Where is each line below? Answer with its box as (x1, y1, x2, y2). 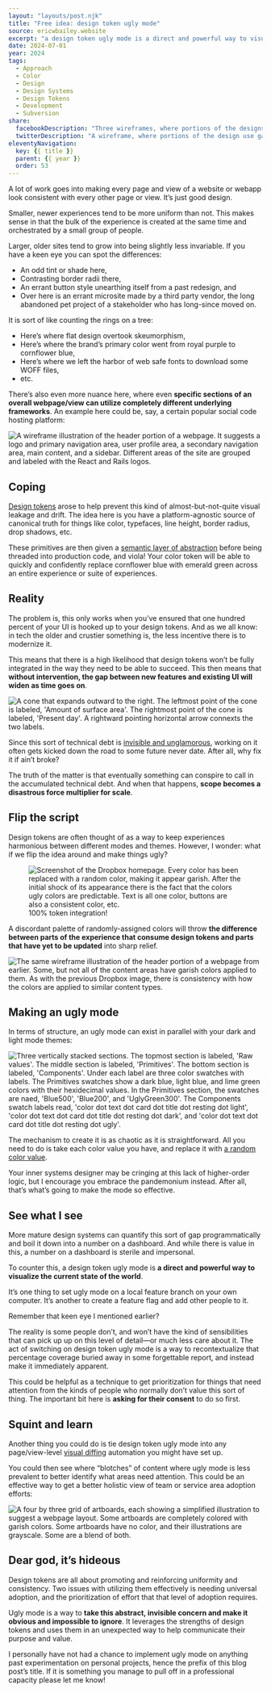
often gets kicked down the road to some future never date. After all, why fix (8, 746, 262, 756)
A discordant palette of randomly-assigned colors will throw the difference (8, 924, 258, 933)
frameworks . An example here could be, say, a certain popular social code (8, 407, 257, 417)
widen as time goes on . (8, 680, 87, 690)
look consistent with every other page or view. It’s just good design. (8, 193, 232, 203)
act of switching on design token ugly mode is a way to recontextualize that (8, 1344, 260, 1354)
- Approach (15, 65, 52, 73)
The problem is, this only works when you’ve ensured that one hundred (8, 613, 246, 622)
